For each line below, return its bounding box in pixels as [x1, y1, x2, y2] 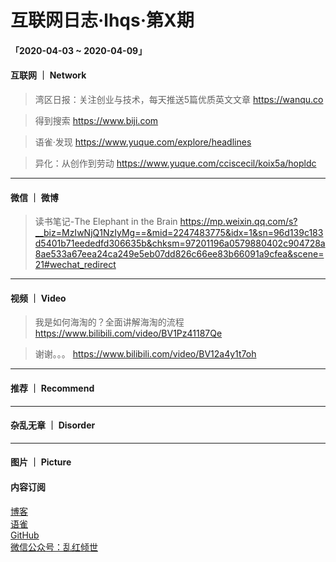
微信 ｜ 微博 [10, 191, 59, 203]
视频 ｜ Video [10, 292, 67, 304]
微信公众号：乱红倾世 [10, 541, 98, 553]
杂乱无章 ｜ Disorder [10, 419, 96, 431]
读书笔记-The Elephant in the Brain [34, 216, 178, 228]
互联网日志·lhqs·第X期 [10, 9, 195, 32]
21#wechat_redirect [34, 259, 117, 271]
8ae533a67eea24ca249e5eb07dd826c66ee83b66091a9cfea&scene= [34, 248, 325, 260]
